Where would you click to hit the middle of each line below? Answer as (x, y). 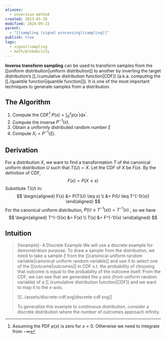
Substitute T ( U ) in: (24, 188)
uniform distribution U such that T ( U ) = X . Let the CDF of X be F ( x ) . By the (81, 167)
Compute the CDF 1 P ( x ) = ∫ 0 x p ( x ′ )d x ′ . (50, 115)
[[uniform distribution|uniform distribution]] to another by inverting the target (83, 70)
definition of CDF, (23, 173)
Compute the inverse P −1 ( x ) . (41, 122)
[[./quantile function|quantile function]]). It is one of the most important (77, 81)
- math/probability (30, 51)
